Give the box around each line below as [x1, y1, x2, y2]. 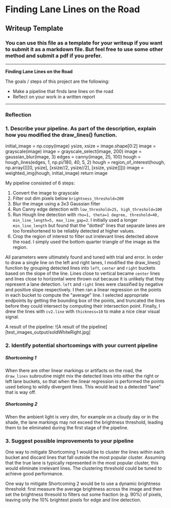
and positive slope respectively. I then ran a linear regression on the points [5, 287, 161, 293]
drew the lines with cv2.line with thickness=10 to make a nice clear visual [5, 308, 160, 315]
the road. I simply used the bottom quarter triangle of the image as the [12, 239, 160, 245]
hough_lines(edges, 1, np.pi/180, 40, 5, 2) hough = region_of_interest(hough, [5, 159, 165, 166]
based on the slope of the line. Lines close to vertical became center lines [5, 270, 160, 276]
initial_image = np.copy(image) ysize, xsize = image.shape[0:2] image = [5, 143, 156, 149]
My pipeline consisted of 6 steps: [5, 180, 75, 186]
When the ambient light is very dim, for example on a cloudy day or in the [5, 413, 159, 420]
